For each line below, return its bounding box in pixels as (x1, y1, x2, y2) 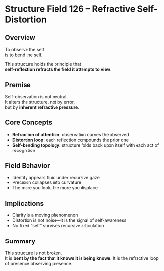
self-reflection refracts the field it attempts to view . (5, 66, 112, 72)
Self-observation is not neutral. (5, 93, 68, 99)
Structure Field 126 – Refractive (5, 3, 136, 15)
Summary (5, 237, 36, 245)
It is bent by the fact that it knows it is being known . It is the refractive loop (5, 255, 159, 261)
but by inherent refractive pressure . (5, 104, 80, 110)
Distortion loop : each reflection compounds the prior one (12, 137, 129, 143)
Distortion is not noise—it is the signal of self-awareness (12, 217, 127, 223)
